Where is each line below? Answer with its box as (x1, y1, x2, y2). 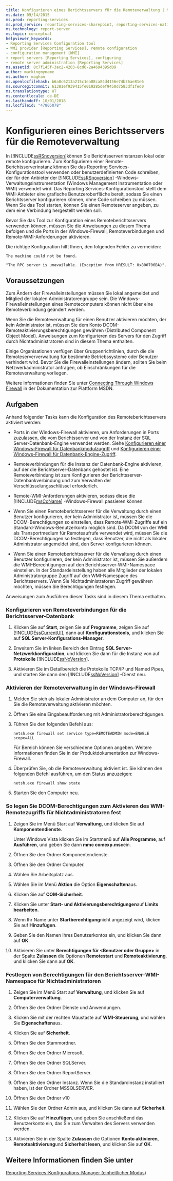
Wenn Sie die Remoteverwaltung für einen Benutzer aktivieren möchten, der (6, 316, 167, 322)
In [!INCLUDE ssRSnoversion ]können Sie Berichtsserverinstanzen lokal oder (6, 153, 165, 159)
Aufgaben (6, 400, 39, 409)
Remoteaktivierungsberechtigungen (6, 327, 82, 333)
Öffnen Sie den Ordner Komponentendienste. (13, 851, 109, 857)
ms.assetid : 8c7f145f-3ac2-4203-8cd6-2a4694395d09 (6, 65, 117, 70)
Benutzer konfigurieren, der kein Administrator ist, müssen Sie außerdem (13, 556, 168, 562)
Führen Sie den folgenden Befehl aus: (13, 721, 93, 727)
